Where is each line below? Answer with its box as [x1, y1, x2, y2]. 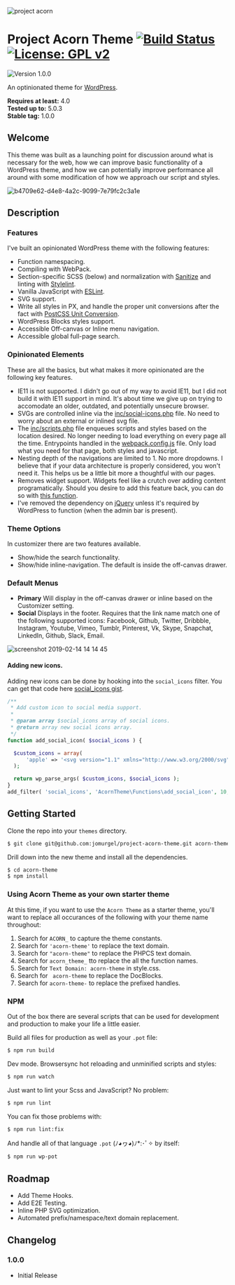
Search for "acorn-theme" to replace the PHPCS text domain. [17, 949, 192, 957]
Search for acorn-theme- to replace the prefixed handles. [17, 979, 180, 987]
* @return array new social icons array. [10, 724, 133, 731]
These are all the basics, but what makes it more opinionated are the [7, 365, 205, 374]
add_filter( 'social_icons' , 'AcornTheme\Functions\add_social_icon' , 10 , [7, 789, 230, 796]
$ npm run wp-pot [7, 1153, 58, 1161]
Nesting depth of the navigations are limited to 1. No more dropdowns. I [17, 454, 223, 462]
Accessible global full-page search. [17, 332, 120, 341]
